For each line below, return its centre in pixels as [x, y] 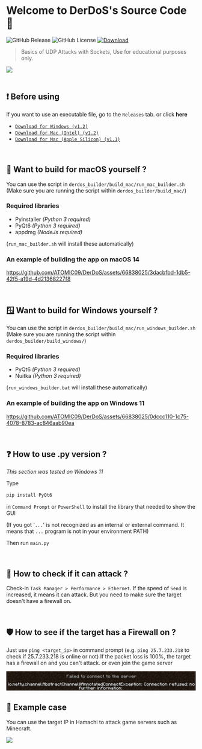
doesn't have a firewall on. [39, 601]
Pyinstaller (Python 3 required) [53, 219]
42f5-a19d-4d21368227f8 [38, 279]
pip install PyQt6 [29, 496]
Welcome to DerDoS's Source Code [96, 11]
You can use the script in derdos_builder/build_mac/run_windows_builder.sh [101, 328]
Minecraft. [19, 728]
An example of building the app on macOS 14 [73, 259]
